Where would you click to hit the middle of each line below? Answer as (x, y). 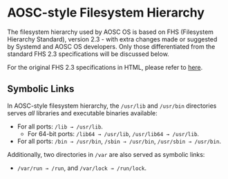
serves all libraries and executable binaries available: (82, 113)
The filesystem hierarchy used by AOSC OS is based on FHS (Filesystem (111, 32)
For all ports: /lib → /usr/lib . (60, 126)
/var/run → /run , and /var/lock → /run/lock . (82, 168)
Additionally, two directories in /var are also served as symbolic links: (106, 154)
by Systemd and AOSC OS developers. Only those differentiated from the (111, 46)
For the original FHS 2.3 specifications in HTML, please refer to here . (105, 67)
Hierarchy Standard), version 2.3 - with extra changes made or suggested (112, 39)
